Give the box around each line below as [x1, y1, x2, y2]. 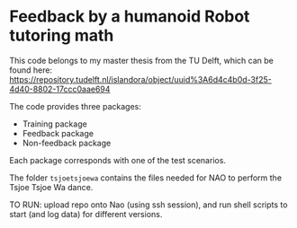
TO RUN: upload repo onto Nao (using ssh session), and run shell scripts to [9, 199, 288, 210]
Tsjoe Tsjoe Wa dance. [9, 181, 94, 192]
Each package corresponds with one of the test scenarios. [9, 154, 227, 165]
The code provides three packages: [9, 101, 141, 111]
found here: [9, 65, 52, 75]
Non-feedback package [22, 137, 112, 148]
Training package [22, 118, 87, 129]
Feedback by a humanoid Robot [9, 6, 250, 27]
